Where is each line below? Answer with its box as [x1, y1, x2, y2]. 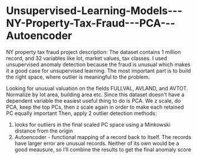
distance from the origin [14, 127, 74, 134]
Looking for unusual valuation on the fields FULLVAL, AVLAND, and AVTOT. [6, 84, 188, 92]
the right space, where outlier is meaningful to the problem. [6, 73, 150, 80]
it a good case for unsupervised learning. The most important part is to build [6, 67, 191, 74]
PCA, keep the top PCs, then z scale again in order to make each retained [6, 103, 184, 110]
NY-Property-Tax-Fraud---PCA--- [6, 16, 175, 30]
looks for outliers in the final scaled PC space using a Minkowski [14, 121, 171, 128]
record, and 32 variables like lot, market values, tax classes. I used [6, 55, 168, 62]
